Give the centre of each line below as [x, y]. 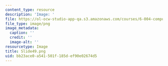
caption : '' [22, 33]
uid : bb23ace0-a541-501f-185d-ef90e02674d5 [51, 56]
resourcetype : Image [27, 47]
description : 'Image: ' [30, 14]
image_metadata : [22, 28]
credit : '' [21, 38]
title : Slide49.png [25, 51]
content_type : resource [30, 10]
